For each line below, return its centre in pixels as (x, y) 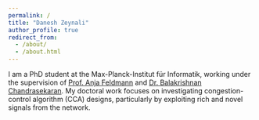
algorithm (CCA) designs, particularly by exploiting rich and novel (138, 99)
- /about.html (38, 52)
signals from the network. (50, 107)
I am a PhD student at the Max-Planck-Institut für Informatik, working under (129, 74)
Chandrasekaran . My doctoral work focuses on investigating (106, 91)
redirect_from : (33, 37)
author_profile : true (43, 30)
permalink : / (29, 15)
